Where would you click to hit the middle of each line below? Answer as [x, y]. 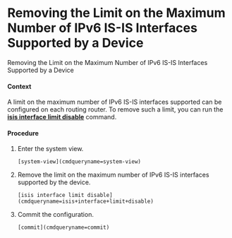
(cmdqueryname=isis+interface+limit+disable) [85, 202]
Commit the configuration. [55, 215]
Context [19, 86]
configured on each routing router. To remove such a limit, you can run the [115, 109]
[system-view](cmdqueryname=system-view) [79, 162]
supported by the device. [54, 182]
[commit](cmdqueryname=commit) [63, 227]
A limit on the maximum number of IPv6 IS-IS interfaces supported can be [115, 102]
